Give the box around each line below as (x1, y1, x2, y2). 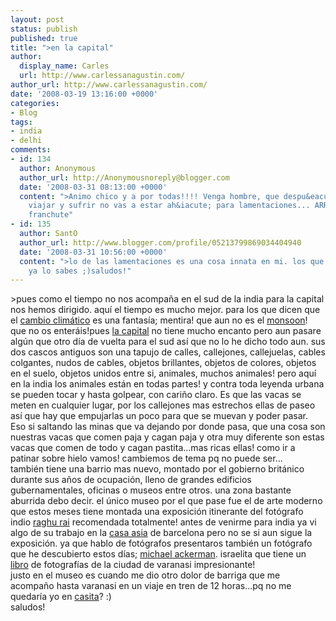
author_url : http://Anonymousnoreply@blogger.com (19, 172, 230, 183)
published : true (10, 33, 78, 43)
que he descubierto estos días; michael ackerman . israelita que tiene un (10, 548, 307, 560)
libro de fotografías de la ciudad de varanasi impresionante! (10, 559, 256, 571)
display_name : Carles (19, 61, 110, 71)
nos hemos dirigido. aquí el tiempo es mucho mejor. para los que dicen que (10, 304, 321, 316)
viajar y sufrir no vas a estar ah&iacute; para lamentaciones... (28, 201, 311, 211)
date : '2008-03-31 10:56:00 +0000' (19, 247, 168, 257)
